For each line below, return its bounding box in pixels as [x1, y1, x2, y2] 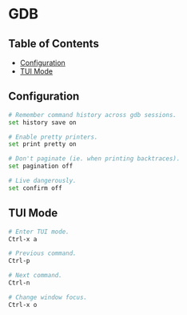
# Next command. [8, 272, 62, 280]
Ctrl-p [8, 257, 30, 265]
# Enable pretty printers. [8, 133, 98, 141]
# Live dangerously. [8, 177, 78, 185]
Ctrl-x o [8, 301, 38, 309]
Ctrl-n [8, 279, 30, 287]
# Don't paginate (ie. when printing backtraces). [8, 155, 181, 163]
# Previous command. [8, 249, 78, 257]
